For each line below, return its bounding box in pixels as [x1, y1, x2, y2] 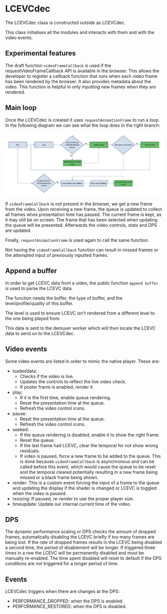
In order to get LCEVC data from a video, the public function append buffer [5, 280, 159, 286]
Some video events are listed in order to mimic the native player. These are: [5, 358, 160, 364]
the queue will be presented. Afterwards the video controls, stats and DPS [5, 222, 157, 228]
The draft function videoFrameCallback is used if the [5, 62, 112, 68]
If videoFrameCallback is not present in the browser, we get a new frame [5, 201, 153, 207]
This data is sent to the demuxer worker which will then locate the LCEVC [5, 325, 156, 331]
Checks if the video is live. [19, 373, 74, 379]
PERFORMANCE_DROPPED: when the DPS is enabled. [12, 598, 124, 604]
